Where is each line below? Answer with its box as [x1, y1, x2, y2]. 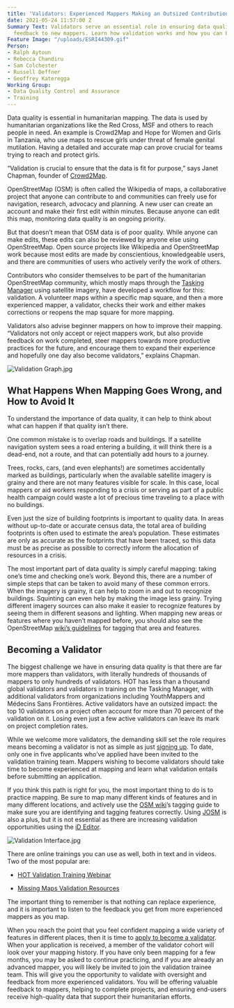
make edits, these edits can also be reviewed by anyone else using [7, 235, 199, 244]
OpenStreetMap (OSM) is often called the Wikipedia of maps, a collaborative [7, 185, 226, 193]
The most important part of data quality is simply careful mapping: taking [7, 564, 217, 573]
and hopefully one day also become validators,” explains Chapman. [7, 351, 201, 359]
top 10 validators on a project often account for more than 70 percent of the [7, 706, 224, 715]
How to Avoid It [7, 396, 75, 408]
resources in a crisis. [7, 551, 68, 559]
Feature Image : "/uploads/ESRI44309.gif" [7, 36, 130, 43]
